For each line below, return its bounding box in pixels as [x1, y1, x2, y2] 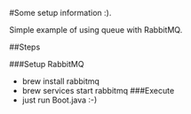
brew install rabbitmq [21, 76, 100, 87]
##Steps [9, 42, 41, 52]
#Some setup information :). [9, 8, 112, 18]
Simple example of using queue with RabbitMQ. [9, 25, 183, 34]
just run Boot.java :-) [21, 95, 98, 105]
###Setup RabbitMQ [9, 59, 84, 69]
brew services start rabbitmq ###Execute [21, 86, 175, 95]
